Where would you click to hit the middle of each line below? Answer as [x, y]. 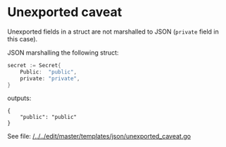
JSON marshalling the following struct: [63, 52]
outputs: [19, 98]
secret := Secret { [34, 65]
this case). [23, 38]
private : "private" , [50, 78]
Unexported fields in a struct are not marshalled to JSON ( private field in [113, 31]
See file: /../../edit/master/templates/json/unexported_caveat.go [99, 136]
